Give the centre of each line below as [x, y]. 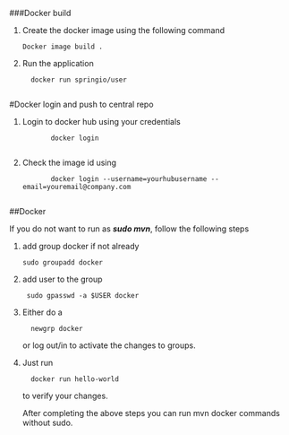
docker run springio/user [79, 80]
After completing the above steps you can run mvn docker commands [151, 413]
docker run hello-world [75, 379]
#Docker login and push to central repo [81, 104]
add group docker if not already [81, 246]
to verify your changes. [65, 396]
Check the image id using [69, 162]
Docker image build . [62, 47]
